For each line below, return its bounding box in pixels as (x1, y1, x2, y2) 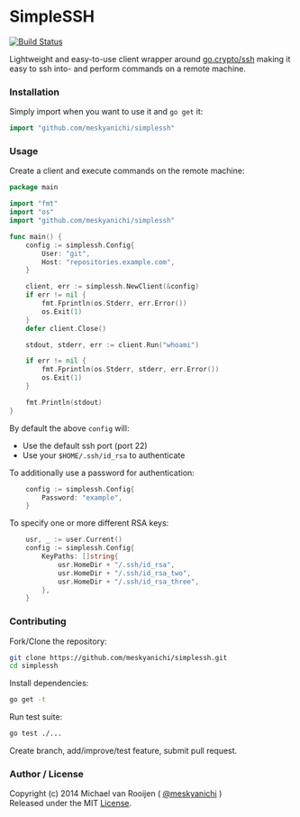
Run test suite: (9, 711, 63, 722)
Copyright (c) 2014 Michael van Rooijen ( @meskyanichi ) (9, 788, 223, 799)
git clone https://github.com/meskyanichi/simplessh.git (9, 653, 228, 662)
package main (9, 183, 59, 192)
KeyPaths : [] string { (41, 552, 119, 561)
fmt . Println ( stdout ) (25, 398, 103, 407)
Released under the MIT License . (9, 798, 132, 809)
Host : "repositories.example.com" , (41, 257, 176, 267)
